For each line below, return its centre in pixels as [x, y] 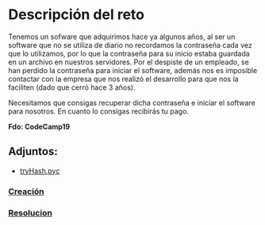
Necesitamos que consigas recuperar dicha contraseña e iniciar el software [132, 103]
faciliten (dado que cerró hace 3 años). [72, 87]
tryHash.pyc [40, 171]
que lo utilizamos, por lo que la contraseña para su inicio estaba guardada [129, 53]
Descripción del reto [77, 15]
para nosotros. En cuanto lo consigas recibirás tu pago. [98, 111]
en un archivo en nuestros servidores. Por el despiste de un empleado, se [129, 62]
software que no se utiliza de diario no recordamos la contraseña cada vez [130, 45]
